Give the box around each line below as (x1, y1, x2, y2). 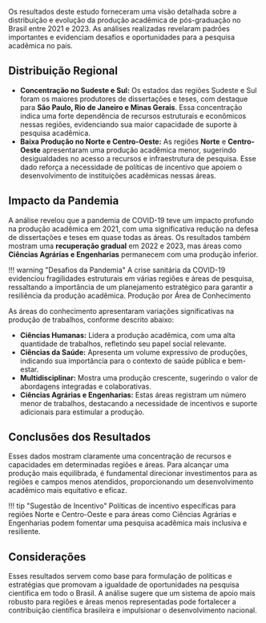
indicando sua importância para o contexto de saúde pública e (19, 356, 227, 365)
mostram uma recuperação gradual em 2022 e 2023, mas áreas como (8, 241, 243, 250)
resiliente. (8, 527, 41, 536)
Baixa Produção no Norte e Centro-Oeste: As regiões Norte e (19, 136, 227, 146)
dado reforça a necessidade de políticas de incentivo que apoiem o (19, 162, 243, 172)
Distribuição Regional (8, 64, 119, 78)
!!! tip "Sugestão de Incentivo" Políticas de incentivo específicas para (8, 501, 236, 511)
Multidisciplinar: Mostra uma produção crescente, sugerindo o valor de (19, 373, 258, 382)
